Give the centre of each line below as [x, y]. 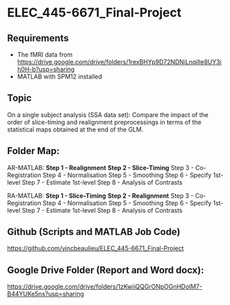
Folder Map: [33, 151]
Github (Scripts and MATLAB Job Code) [94, 232]
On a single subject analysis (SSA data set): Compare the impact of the [108, 114]
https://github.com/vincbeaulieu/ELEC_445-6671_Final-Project [96, 249]
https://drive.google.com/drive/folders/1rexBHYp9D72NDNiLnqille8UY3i [119, 62]
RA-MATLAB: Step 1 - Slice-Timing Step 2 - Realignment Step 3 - [101, 196]
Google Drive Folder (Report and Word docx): [106, 270]
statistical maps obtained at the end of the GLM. [75, 129]
